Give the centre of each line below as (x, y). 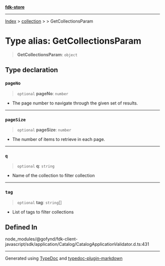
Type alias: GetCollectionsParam (73, 41)
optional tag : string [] (40, 202)
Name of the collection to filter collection (53, 176)
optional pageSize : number (44, 130)
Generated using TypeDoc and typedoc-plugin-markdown (64, 258)
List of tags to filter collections (43, 212)
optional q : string (36, 166)
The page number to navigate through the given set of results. (75, 103)
